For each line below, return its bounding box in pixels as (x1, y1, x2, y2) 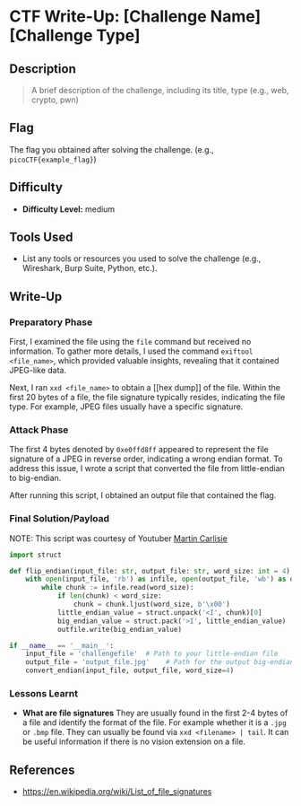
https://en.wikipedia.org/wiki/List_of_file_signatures (21, 786, 212, 797)
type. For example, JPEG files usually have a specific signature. (9, 401, 244, 412)
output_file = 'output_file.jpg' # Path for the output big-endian (25, 658, 295, 667)
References (9, 762, 75, 777)
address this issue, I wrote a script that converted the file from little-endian (9, 463, 285, 474)
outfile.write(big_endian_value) (56, 625, 182, 634)
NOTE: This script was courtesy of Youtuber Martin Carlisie (9, 532, 228, 544)
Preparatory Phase (9, 316, 93, 329)
